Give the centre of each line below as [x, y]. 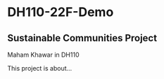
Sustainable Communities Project [82, 38]
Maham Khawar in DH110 [43, 55]
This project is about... [40, 68]
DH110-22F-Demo [61, 12]
